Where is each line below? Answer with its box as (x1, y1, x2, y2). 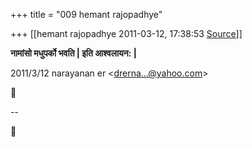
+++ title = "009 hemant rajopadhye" (10, 9, 163, 20)
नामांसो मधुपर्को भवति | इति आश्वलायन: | (10, 47, 137, 59)
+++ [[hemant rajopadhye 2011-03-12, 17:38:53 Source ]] (10, 28, 243, 39)
